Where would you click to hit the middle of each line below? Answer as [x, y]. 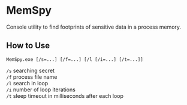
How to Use [28, 46]
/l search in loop [27, 83]
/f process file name [32, 77]
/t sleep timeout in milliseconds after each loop [65, 95]
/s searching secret [31, 70]
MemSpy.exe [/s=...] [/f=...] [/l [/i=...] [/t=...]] [75, 59]
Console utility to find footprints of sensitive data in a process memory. [94, 27]
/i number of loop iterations [41, 89]
